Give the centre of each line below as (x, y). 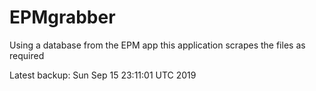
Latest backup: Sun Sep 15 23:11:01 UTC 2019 (103, 75)
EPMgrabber (62, 17)
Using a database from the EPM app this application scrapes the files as (157, 45)
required (27, 55)
